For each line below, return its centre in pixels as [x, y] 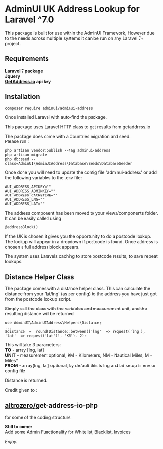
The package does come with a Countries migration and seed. [68, 136]
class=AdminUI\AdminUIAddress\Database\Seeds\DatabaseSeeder [69, 163]
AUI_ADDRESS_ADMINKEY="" [30, 191]
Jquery [13, 76]
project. [13, 43]
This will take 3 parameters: [33, 345]
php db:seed [17, 159]
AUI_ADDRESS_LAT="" [25, 204]
